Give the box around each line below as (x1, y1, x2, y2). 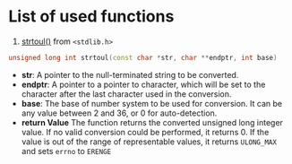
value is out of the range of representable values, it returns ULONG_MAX (21, 136, 277, 147)
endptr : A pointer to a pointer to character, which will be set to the (21, 79, 266, 90)
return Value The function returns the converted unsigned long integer (21, 117, 284, 127)
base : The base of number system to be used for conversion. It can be (21, 98, 283, 108)
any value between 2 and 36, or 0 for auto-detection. (21, 108, 218, 118)
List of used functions (8, 6, 175, 27)
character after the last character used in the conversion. (21, 88, 232, 99)
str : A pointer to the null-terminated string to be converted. (21, 69, 239, 80)
